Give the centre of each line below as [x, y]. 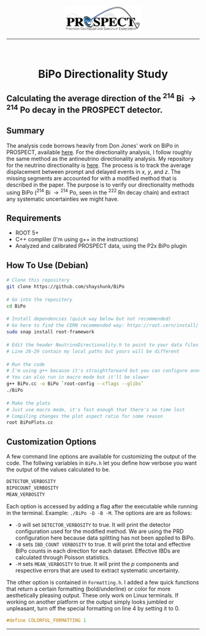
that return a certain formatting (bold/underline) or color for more [88, 589]
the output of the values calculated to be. [58, 470]
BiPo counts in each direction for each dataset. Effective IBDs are [97, 551]
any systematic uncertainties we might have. [63, 199]
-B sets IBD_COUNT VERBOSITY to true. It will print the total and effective [103, 544]
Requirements [34, 218]
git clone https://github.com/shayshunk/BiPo [65, 287]
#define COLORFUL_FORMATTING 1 [46, 620]
